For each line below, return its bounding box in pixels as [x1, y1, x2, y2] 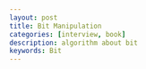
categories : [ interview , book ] [9, 30, 126, 39]
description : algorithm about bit [9, 38, 139, 47]
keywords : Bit [9, 47, 63, 56]
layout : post [9, 13, 58, 22]
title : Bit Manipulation [9, 22, 102, 30]
